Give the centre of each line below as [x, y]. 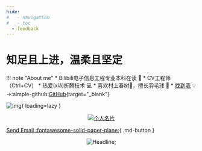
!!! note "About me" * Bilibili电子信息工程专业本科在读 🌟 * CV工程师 [88, 78]
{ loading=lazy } [41, 106]
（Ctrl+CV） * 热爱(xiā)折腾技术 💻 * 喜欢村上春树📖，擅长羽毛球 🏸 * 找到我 [99, 85]
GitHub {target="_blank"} [79, 94]
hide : [13, 12]
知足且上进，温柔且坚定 [65, 60]
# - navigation [28, 17]
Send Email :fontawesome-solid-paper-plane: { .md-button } [80, 131]
